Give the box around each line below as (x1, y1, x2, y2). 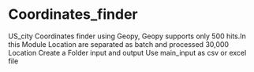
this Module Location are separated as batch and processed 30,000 (8, 39, 230, 49)
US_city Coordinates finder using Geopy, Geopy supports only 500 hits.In (8, 31, 247, 41)
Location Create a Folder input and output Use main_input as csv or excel (8, 48, 247, 57)
